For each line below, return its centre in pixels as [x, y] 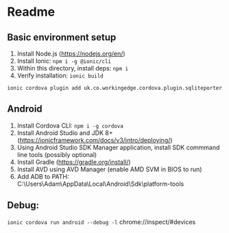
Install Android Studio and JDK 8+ [65, 133]
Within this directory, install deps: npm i [73, 68]
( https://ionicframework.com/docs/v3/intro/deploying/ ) [95, 140]
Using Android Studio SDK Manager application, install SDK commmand [118, 147]
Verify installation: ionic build [60, 75]
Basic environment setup [62, 37]
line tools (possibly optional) [57, 154]
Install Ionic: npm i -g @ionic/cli [64, 61]
